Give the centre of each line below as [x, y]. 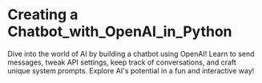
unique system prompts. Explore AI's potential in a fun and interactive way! [131, 70]
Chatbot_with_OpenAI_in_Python [120, 32]
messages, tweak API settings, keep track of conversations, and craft [122, 62]
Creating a [43, 15]
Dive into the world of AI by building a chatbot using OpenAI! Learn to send [131, 53]
